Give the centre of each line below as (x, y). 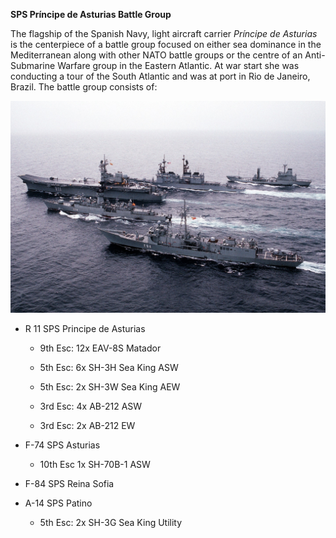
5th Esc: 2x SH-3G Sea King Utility (111, 522)
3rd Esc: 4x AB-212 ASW (91, 406)
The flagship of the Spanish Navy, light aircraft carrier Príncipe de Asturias (164, 33)
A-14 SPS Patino (58, 503)
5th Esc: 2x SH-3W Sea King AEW (110, 386)
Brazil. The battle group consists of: (84, 87)
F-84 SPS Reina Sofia (69, 483)
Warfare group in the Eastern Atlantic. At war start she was (178, 65)
